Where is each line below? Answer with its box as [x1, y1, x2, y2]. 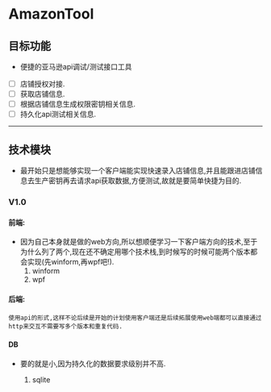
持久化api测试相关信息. [19, 110, 97, 119]
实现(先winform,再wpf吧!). [27, 257, 115, 267]
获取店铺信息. [19, 90, 65, 99]
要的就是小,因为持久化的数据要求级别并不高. [19, 358, 166, 368]
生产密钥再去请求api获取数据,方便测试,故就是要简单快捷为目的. [34, 176, 242, 186]
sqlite [31, 374, 51, 384]
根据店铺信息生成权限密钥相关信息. [19, 99, 135, 109]
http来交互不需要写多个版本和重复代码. [8, 323, 123, 331]
